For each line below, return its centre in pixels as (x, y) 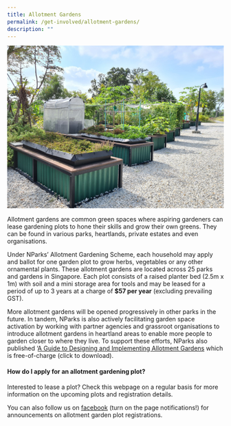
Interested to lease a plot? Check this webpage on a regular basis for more (113, 387)
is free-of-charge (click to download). (60, 356)
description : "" (30, 29)
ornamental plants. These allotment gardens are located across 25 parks (110, 269)
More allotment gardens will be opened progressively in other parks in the (112, 312)
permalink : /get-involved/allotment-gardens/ (73, 22)
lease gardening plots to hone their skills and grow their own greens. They (112, 226)
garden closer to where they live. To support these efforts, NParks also (107, 341)
